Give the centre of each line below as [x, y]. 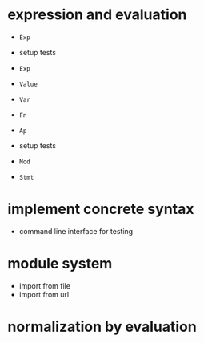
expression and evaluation [97, 15]
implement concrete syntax [101, 209]
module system [60, 264]
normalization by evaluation [102, 327]
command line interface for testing [76, 231]
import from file [45, 285]
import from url [44, 294]
